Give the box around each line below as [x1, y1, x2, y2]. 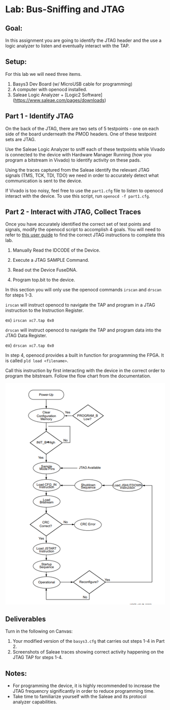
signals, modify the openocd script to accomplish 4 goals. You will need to [5, 227, 161, 233]
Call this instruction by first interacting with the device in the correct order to [5, 368, 165, 374]
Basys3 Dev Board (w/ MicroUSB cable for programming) [12, 80, 133, 87]
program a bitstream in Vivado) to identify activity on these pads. [5, 157, 141, 163]
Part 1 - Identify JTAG [5, 112, 74, 121]
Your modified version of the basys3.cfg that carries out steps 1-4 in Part [12, 638, 165, 644]
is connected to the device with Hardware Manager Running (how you [5, 151, 152, 157]
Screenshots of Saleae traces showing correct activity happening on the [12, 649, 164, 655]
